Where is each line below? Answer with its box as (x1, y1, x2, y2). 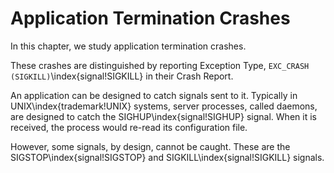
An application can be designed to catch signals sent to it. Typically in (10, 89, 298, 101)
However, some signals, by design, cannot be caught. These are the (10, 140, 291, 152)
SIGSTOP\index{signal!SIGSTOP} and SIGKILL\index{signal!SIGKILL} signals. (10, 151, 325, 163)
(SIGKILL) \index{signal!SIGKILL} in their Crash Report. (10, 70, 234, 82)
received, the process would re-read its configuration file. (10, 121, 248, 133)
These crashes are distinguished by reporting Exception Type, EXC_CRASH (10, 59, 310, 71)
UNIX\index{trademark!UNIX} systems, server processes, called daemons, (10, 100, 318, 112)
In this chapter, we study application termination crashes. (10, 40, 247, 52)
